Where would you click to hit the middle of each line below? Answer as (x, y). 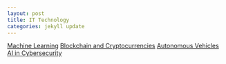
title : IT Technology (38, 20)
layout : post (26, 13)
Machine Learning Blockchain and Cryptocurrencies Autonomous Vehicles (113, 46)
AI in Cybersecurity (35, 53)
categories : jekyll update (46, 26)
